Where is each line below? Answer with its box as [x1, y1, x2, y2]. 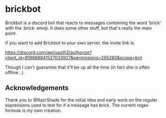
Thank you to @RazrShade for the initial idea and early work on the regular [5, 97, 158, 103]
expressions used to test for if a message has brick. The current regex [5, 102, 149, 108]
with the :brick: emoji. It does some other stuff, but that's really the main [5, 25, 152, 31]
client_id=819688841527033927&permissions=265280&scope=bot [5, 54, 142, 60]
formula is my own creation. [5, 107, 62, 113]
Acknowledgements [5, 84, 69, 92]
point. [5, 30, 17, 36]
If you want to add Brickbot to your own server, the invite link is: [5, 39, 135, 45]
